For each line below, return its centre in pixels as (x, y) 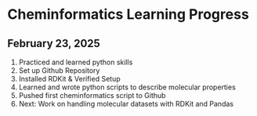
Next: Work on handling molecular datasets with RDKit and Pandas (126, 104)
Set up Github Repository (59, 71)
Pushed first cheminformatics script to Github (92, 95)
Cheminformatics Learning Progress (128, 14)
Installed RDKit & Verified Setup (69, 79)
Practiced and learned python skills (76, 62)
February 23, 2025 (54, 43)
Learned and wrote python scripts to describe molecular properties (127, 87)
